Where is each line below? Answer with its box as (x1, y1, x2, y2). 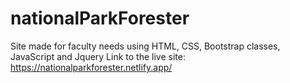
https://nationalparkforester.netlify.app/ (10, 61, 173, 73)
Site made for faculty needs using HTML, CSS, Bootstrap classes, (10, 40, 281, 52)
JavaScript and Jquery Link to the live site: (10, 50, 186, 62)
